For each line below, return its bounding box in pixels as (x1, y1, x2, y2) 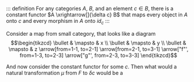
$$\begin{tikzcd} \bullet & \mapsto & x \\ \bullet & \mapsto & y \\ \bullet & (11, 39, 186, 46)
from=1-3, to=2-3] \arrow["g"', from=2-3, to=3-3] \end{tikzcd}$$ (19, 52, 178, 59)
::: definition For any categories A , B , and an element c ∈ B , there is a (6, 5, 174, 12)
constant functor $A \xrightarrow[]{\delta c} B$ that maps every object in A (6, 11, 188, 18)
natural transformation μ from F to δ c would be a (6, 69, 123, 76)
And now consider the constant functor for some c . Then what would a (6, 63, 177, 70)
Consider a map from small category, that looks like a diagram (6, 30, 156, 37)
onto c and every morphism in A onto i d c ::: (6, 18, 110, 26)
